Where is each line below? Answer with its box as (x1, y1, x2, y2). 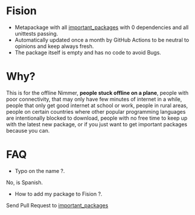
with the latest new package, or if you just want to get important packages (6, 120, 188, 128)
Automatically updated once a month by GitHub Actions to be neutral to (14, 36, 190, 43)
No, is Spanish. (6, 179, 43, 186)
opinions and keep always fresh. (14, 43, 94, 50)
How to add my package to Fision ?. (14, 190, 103, 197)
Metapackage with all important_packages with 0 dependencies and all (14, 24, 188, 31)
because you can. (6, 127, 50, 134)
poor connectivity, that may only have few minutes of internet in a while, (6, 95, 183, 102)
